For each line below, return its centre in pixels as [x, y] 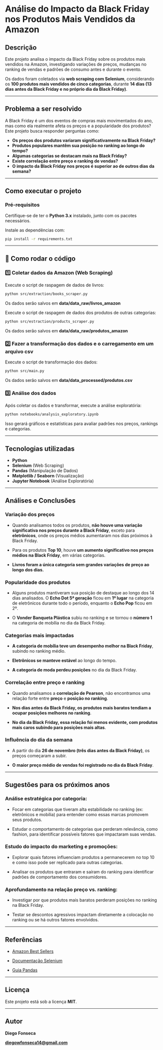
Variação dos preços [30, 514]
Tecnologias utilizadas [40, 449]
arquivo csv [19, 351]
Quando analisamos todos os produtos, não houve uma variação [77, 525]
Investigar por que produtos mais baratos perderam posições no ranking [84, 900]
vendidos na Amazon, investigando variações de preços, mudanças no [76, 64]
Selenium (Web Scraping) [38, 465]
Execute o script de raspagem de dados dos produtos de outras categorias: [81, 312]
